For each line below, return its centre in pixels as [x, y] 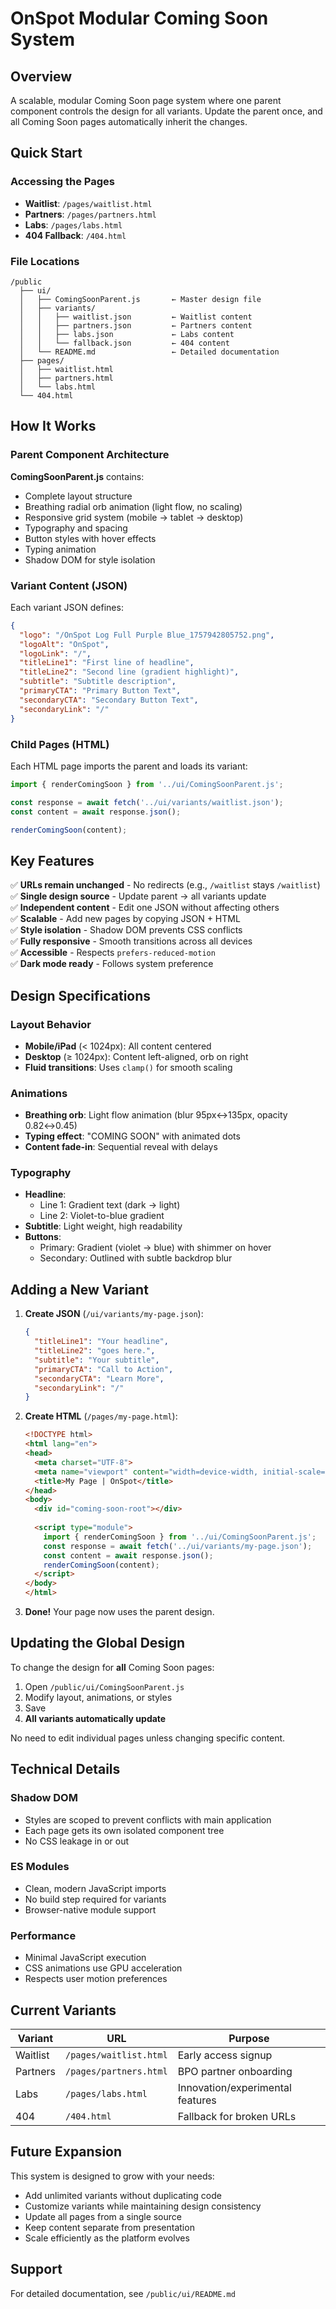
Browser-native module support [90, 1909]
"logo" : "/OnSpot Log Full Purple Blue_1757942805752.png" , [147, 635]
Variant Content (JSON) [69, 585]
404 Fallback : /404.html [75, 235]
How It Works [53, 426]
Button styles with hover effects [90, 538]
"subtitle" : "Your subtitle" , [97, 1360]
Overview [41, 76]
